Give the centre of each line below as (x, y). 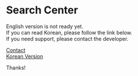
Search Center (42, 10)
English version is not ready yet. (45, 26)
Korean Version (25, 56)
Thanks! (16, 67)
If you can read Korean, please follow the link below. (69, 32)
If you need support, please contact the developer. (67, 39)
